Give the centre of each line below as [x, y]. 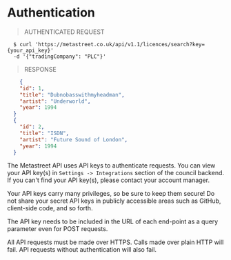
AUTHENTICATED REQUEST [64, 32]
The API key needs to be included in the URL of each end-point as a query [113, 221]
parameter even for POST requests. [58, 229]
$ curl [23, 44]
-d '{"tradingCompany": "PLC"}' [60, 57]
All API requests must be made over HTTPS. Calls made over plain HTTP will [115, 242]
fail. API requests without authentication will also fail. [82, 250]
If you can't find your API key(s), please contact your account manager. [109, 180]
